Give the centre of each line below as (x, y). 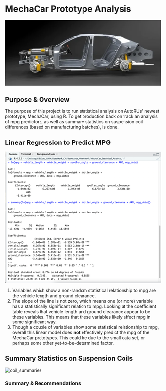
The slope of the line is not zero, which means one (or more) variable (83, 301)
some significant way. (34, 322)
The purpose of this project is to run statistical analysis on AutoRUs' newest (82, 111)
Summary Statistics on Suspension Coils (69, 358)
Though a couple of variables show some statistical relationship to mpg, (85, 327)
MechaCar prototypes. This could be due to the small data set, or (79, 338)
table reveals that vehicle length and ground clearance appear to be (81, 312)
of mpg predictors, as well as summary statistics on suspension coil (74, 122)
